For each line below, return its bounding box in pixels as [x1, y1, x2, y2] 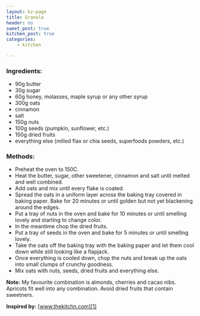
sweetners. [6, 292, 34, 299]
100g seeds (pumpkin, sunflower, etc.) [14, 125, 109, 132]
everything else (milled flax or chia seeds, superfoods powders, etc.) [14, 138, 184, 145]
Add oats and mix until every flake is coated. [14, 185, 124, 192]
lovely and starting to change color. [14, 216, 102, 224]
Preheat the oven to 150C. [14, 166, 79, 173]
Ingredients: [6, 67, 43, 75]
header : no [6, 20, 33, 26]
